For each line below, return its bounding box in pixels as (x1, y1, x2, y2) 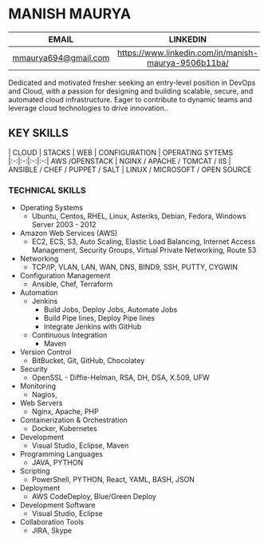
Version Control (19, 347, 72, 357)
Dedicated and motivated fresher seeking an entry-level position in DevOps (8, 78, 256, 87)
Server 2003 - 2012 (31, 220, 97, 230)
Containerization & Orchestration (19, 415, 128, 425)
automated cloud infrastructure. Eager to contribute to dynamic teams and (8, 94, 253, 104)
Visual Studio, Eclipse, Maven (31, 441, 129, 450)
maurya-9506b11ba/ (147, 57, 229, 68)
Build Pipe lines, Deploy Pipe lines (43, 313, 156, 323)
